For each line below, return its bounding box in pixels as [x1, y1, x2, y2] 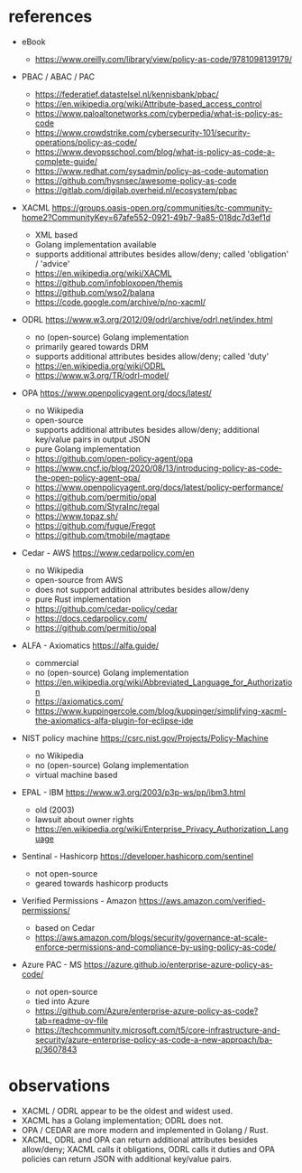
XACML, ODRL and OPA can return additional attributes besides [21, 1134, 259, 1145]
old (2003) [34, 804, 75, 815]
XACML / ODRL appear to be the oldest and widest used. [21, 1105, 233, 1116]
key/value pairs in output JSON [34, 434, 151, 445]
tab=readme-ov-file [34, 1015, 109, 1026]
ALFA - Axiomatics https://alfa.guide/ [21, 640, 160, 651]
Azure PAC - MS [21, 959, 82, 970]
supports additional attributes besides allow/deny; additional [34, 424, 260, 435]
